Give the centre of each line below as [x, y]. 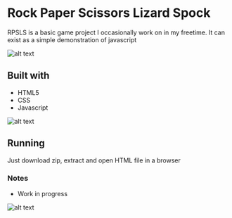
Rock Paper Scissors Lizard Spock [109, 13]
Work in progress [43, 193]
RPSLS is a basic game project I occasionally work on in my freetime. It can [116, 32]
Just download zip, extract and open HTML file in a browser [94, 160]
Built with [28, 76]
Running [26, 143]
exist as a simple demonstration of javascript [72, 39]
